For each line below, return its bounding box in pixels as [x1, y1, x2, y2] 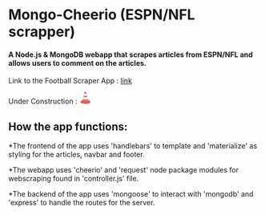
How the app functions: [8, 120, 128, 133]
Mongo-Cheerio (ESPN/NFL [8, 6, 195, 24]
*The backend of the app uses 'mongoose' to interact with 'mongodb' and [8, 189, 254, 199]
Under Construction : [8, 96, 78, 106]
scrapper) [8, 22, 76, 41]
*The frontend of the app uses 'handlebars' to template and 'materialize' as [8, 141, 258, 151]
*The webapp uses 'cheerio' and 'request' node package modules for [8, 165, 239, 175]
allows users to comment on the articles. [8, 58, 147, 67]
